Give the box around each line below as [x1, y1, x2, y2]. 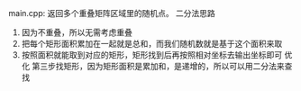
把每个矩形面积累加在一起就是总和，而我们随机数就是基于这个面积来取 [21, 39, 283, 49]
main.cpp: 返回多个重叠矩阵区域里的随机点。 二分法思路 [8, 8, 215, 18]
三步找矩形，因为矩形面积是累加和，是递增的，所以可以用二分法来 [39, 61, 285, 71]
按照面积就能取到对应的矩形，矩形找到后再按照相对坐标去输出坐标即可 [21, 50, 283, 60]
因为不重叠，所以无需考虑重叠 [21, 27, 132, 38]
